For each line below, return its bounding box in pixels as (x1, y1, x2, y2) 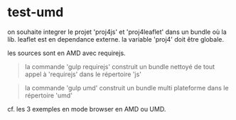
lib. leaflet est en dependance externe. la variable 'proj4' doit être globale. (7, 35, 224, 43)
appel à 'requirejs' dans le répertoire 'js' (24, 70, 142, 78)
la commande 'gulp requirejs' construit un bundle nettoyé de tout (24, 62, 215, 71)
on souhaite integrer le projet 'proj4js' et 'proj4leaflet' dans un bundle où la (7, 28, 227, 36)
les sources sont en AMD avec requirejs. (7, 49, 126, 57)
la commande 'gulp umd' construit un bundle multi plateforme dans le (24, 83, 229, 92)
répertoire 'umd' (24, 91, 73, 100)
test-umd (7, 4, 64, 20)
